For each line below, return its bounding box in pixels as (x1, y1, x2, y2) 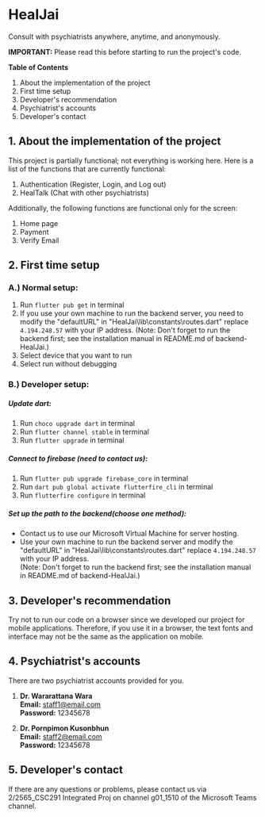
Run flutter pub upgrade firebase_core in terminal (19, 474, 189, 483)
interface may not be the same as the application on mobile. (8, 632, 205, 642)
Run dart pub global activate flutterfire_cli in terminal (19, 482, 213, 492)
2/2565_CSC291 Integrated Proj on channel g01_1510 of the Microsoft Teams (8, 792, 257, 802)
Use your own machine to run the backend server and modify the (19, 537, 233, 547)
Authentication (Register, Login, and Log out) (19, 179, 167, 189)
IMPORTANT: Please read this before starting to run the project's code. (8, 47, 242, 56)
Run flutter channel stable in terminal (19, 427, 149, 437)
